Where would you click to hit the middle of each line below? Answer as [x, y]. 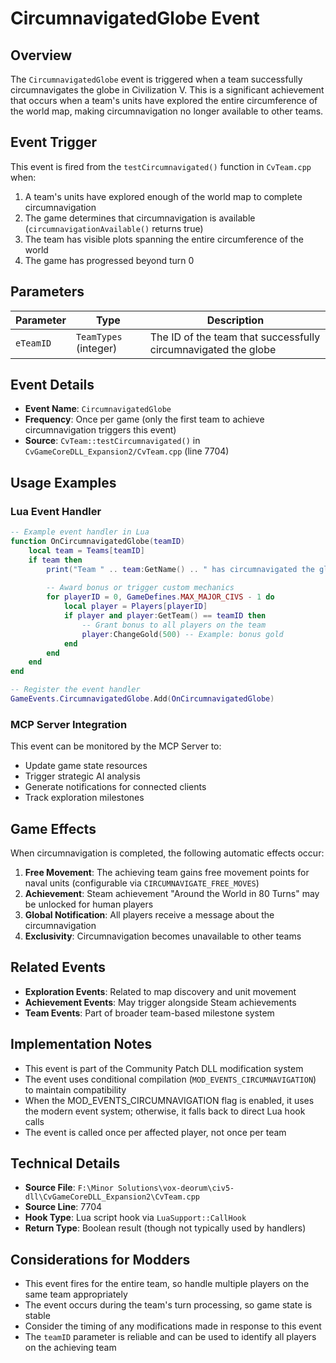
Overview [41, 55]
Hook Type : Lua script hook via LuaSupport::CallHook [135, 1218]
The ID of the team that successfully [235, 337]
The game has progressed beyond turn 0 [109, 260]
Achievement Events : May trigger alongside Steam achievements [160, 1002]
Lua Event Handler [56, 511]
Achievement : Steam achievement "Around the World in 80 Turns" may [172, 893]
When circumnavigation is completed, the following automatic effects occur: [167, 853]
